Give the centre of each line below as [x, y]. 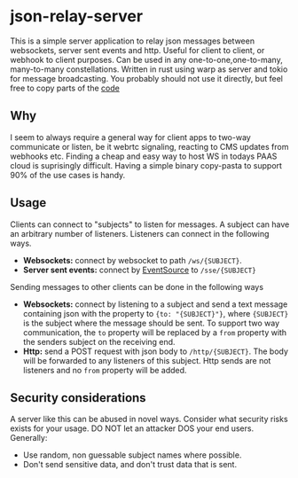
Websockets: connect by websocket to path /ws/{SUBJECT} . [132, 260]
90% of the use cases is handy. [68, 175]
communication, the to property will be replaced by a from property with [155, 332]
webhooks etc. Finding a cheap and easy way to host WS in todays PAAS [144, 156]
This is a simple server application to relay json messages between [133, 41]
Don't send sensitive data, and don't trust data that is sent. [130, 465]
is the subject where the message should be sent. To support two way [151, 323]
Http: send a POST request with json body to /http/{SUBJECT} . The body [156, 351]
